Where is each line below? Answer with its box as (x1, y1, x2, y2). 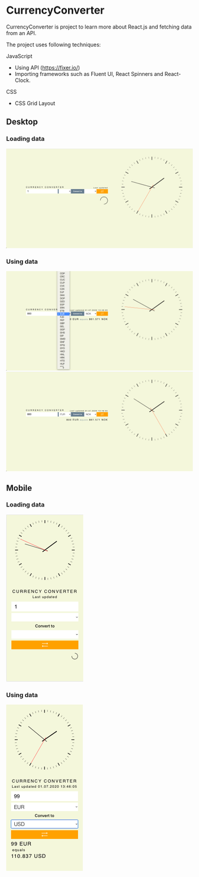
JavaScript (6, 52, 33, 59)
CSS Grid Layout (14, 99, 56, 107)
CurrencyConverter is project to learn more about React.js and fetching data (6, 23, 192, 30)
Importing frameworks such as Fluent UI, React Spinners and (14, 70, 164, 77)
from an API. (6, 29, 37, 36)
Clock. (14, 77, 31, 84)
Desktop (6, 117, 38, 127)
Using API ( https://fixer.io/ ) (14, 64, 81, 71)
